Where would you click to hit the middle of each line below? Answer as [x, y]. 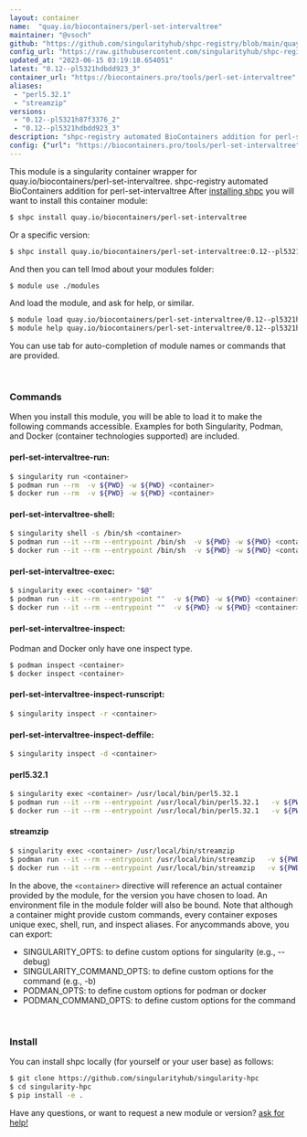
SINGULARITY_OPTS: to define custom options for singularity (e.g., [149, 951]
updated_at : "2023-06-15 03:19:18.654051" [91, 60]
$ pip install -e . [47, 1095]
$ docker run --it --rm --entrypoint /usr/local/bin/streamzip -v [143, 868]
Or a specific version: [50, 235]
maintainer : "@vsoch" [51, 35]
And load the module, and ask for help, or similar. [102, 303]
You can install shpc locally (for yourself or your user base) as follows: [142, 1061]
